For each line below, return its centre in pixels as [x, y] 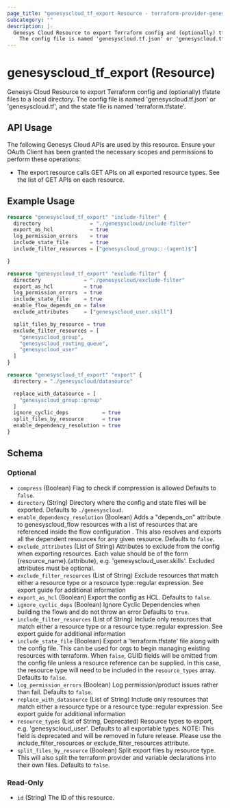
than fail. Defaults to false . [55, 692]
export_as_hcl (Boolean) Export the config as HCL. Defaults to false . [114, 597]
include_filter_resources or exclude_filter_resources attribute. [103, 743]
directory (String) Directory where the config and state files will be [112, 502]
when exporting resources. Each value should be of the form [102, 554]
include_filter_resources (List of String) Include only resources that [114, 619]
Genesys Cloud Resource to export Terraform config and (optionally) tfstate [114, 92]
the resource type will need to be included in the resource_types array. [116, 670]
